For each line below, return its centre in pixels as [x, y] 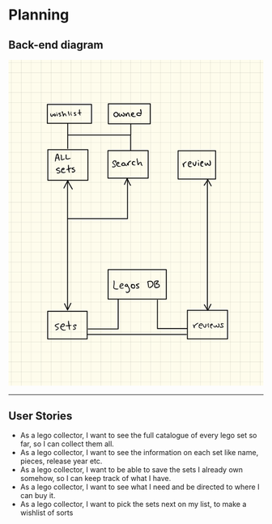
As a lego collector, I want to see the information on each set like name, [139, 453]
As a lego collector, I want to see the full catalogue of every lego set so [138, 436]
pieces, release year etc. [61, 461]
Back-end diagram [56, 45]
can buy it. [38, 496]
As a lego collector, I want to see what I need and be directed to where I [140, 487]
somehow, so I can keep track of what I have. [96, 479]
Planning [39, 15]
